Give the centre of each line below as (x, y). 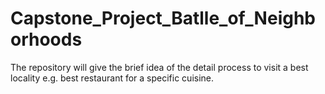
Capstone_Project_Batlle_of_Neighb (163, 18)
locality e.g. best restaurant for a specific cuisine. (112, 78)
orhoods (46, 39)
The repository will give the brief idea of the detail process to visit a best (159, 67)
